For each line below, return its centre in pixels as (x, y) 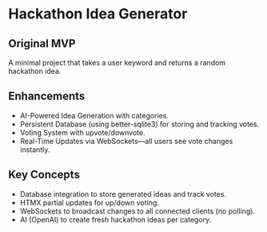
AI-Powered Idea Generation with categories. (94, 115)
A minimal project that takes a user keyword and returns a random (117, 62)
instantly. (35, 150)
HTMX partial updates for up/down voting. (90, 202)
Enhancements (47, 96)
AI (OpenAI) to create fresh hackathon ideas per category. (116, 219)
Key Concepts (44, 175)
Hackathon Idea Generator (98, 14)
